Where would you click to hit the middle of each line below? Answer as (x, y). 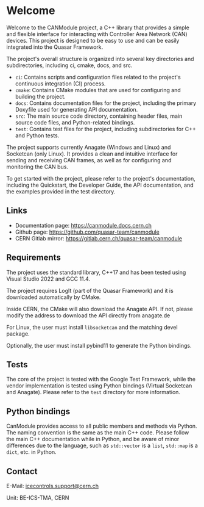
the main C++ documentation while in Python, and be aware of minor (93, 439)
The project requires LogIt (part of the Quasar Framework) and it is (90, 290)
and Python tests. (37, 135)
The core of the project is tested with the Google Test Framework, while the (101, 379)
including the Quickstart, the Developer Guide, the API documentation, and (100, 185)
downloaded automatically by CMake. (54, 297)
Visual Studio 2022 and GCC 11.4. (48, 279)
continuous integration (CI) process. (60, 84)
